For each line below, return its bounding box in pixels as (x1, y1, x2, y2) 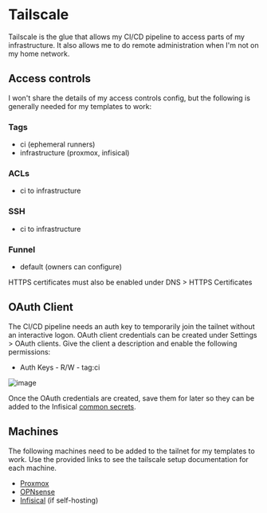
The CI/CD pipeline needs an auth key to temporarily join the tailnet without (8, 321, 255, 331)
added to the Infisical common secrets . (8, 401, 137, 411)
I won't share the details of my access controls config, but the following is (8, 93, 251, 103)
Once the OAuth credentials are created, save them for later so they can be (8, 393, 255, 403)
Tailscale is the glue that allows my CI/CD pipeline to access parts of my (8, 32, 245, 41)
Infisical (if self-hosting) (19, 495, 99, 505)
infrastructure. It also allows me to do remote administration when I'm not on (8, 40, 259, 49)
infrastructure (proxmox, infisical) (19, 148, 130, 158)
